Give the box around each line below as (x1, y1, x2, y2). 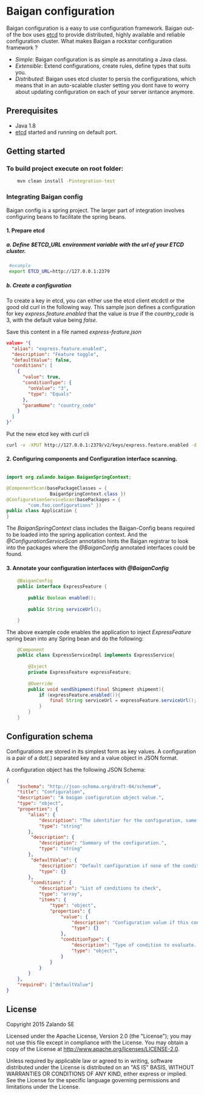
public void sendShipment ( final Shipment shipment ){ (28, 686, 165, 693)
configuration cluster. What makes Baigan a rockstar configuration (6, 37, 172, 45)
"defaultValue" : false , (12, 357, 72, 363)
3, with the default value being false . (6, 316, 98, 324)
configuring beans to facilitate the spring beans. (6, 213, 126, 220)
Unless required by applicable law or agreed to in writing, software (6, 1057, 173, 1065)
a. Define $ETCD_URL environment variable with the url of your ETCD (6, 241, 184, 248)
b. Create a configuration (6, 282, 72, 289)
